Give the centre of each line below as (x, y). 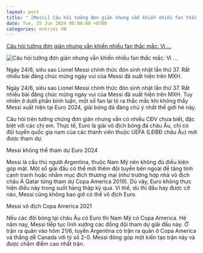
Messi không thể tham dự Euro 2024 (52, 150)
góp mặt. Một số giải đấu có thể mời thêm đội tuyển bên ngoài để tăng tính (100, 168)
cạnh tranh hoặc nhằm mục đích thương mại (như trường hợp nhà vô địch (98, 175)
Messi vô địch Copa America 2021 (49, 206)
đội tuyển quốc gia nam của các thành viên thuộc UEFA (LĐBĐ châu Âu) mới (102, 132)
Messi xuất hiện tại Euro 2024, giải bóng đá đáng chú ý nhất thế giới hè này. (101, 108)
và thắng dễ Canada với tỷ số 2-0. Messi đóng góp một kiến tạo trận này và (101, 237)
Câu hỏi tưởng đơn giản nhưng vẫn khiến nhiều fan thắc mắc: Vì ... (89, 46)
